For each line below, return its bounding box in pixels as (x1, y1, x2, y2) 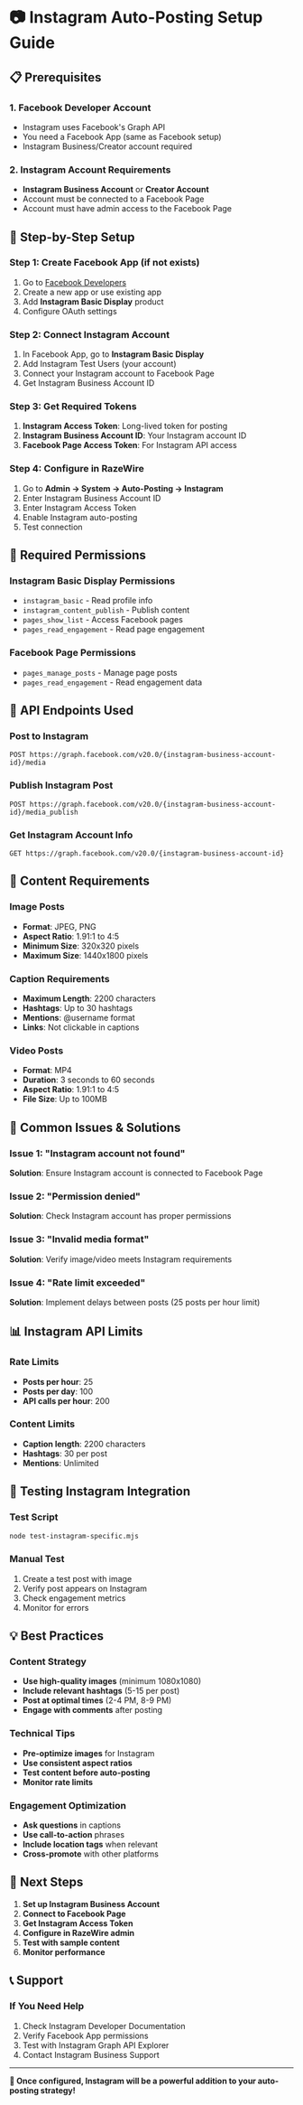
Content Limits (9, 1417, 76, 1430)
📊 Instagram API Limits (9, 1324, 143, 1340)
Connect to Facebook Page (22, 1908, 126, 1919)
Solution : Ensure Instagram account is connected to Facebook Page (9, 1167, 263, 1178)
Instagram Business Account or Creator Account (22, 184, 209, 195)
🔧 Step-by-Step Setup (9, 229, 135, 245)
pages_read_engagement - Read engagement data (22, 677, 203, 688)
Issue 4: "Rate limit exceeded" (9, 1276, 146, 1288)
